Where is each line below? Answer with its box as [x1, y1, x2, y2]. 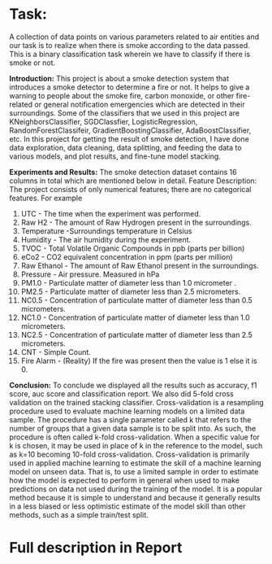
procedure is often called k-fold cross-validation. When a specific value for [9, 432, 261, 442]
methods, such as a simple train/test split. [9, 509, 149, 519]
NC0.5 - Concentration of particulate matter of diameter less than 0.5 [20, 295, 253, 305]
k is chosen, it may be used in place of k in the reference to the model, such [9, 440, 263, 450]
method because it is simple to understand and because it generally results [9, 492, 261, 502]
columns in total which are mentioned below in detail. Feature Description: [9, 176, 257, 186]
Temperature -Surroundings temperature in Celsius [20, 225, 192, 236]
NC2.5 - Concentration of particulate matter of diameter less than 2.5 [20, 330, 253, 339]
